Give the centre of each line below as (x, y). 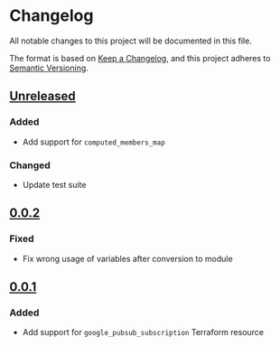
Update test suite (54, 184)
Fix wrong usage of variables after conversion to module (127, 258)
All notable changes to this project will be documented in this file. (131, 41)
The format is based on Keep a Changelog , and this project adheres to (140, 58)
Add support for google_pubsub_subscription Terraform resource (143, 332)
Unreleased (43, 96)
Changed (30, 165)
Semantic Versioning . (49, 68)
